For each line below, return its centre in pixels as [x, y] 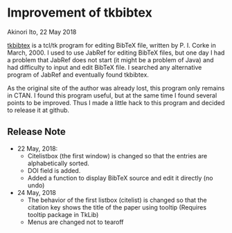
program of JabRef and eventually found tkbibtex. [78, 75]
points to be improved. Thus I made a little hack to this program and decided [116, 102]
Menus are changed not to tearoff [75, 222]
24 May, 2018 [37, 192]
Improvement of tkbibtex [80, 13]
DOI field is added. [54, 170]
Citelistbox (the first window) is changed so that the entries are [117, 156]
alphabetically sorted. [59, 163]
